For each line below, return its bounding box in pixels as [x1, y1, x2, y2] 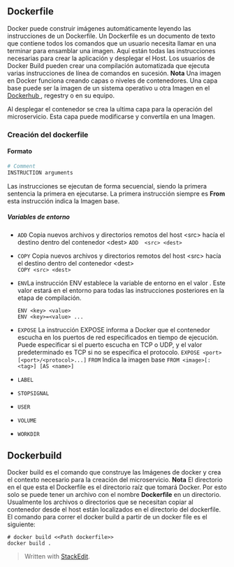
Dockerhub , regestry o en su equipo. [7, 91, 115, 100]
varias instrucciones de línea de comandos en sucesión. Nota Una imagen [7, 69, 221, 77]
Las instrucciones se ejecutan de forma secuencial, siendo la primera [7, 182, 207, 190]
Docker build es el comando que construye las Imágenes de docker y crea [7, 468, 221, 477]
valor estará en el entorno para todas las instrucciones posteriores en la [17, 286, 225, 294]
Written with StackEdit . [24, 552, 91, 561]
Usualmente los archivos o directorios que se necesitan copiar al [7, 498, 193, 507]
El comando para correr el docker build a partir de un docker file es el [7, 513, 207, 521]
